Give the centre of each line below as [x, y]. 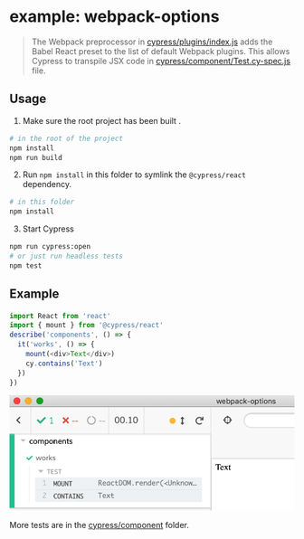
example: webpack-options [114, 17]
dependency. [47, 184]
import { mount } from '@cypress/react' [87, 326]
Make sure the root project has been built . [101, 120]
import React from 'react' [60, 316]
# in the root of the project [66, 138]
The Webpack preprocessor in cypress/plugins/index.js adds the [152, 42]
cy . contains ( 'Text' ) [64, 364]
